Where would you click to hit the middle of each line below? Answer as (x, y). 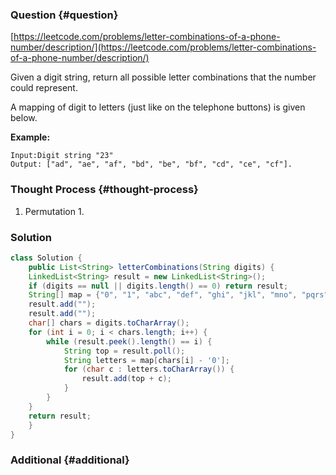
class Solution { (46, 258)
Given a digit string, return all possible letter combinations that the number (163, 77)
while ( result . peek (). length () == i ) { (129, 341)
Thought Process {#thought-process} (104, 190)
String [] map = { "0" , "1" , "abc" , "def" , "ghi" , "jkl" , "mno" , (163, 295)
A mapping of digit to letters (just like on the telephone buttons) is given (158, 107)
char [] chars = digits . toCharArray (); (109, 323)
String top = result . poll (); (124, 351)
